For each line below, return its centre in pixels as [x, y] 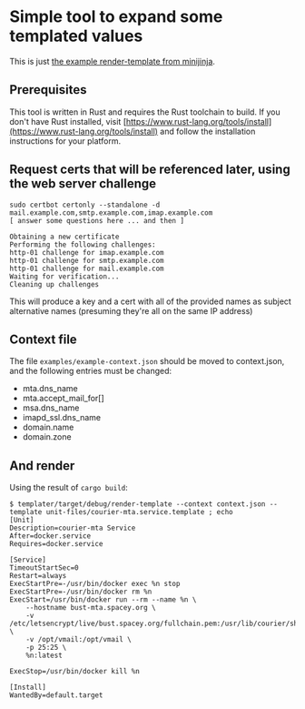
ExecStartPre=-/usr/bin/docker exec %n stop [95, 584]
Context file [43, 339]
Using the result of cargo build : [69, 488]
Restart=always [38, 576]
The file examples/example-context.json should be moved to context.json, [147, 361]
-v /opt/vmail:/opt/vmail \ [79, 640]
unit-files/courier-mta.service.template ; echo [139, 512]
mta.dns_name [50, 389]
